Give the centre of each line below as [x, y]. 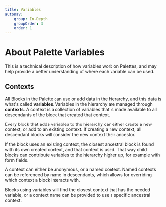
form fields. [17, 160]
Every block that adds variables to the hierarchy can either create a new [79, 124]
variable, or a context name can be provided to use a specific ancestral [78, 195]
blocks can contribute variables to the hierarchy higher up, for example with [83, 155]
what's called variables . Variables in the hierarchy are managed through [79, 104]
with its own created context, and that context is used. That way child [76, 149]
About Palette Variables [55, 53]
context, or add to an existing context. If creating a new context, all [73, 129]
